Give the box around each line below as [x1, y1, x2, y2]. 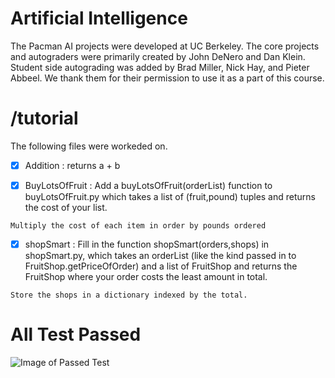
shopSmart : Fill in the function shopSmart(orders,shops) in [24, 238, 270, 250]
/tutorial [10, 107, 79, 130]
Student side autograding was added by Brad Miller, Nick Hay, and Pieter [10, 61, 310, 73]
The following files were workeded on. [10, 140, 168, 152]
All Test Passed [10, 323, 142, 346]
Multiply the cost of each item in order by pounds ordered [10, 221, 267, 231]
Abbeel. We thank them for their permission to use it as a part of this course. [10, 72, 325, 84]
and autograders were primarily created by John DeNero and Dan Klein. [10, 50, 306, 62]
